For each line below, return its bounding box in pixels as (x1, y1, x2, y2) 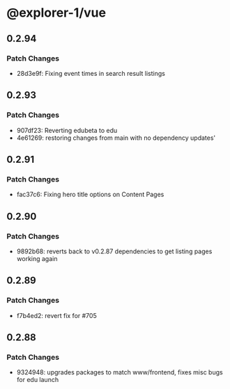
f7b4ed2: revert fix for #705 (16, 311, 97, 319)
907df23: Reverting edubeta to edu (16, 126, 118, 134)
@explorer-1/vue (6, 5, 106, 21)
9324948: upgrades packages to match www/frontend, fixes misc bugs (16, 368, 224, 376)
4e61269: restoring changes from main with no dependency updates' (16, 134, 216, 142)
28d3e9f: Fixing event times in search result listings (16, 69, 165, 77)
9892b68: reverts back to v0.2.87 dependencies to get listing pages (16, 247, 213, 255)
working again (16, 254, 58, 262)
